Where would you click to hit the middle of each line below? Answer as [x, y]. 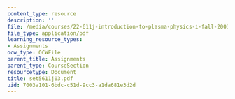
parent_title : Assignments [47, 59]
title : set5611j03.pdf [40, 78]
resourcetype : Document [42, 72]
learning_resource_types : [45, 40]
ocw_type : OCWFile [34, 53]
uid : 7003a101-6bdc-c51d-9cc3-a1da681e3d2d [72, 85]
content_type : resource [42, 14]
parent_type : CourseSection [48, 66]
